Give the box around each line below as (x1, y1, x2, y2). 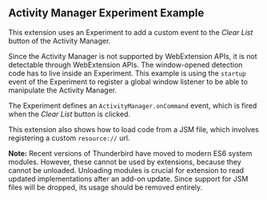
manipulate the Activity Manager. (8, 85, 118, 95)
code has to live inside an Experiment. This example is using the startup (8, 68, 246, 78)
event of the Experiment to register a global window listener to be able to (8, 76, 248, 86)
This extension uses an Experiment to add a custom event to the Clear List (8, 27, 253, 37)
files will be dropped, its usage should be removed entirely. (8, 182, 203, 192)
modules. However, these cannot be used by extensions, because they (8, 157, 241, 167)
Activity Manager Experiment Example (8, 6, 205, 20)
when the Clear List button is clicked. (8, 109, 130, 119)
